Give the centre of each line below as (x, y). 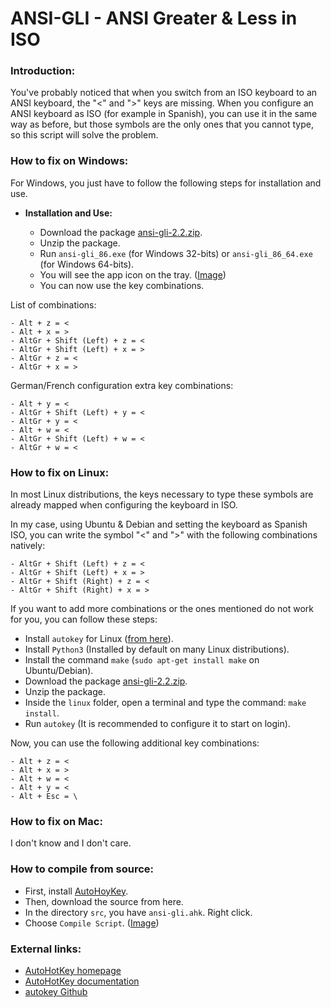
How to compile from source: (82, 869)
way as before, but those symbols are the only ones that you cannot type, (162, 124)
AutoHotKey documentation (82, 981)
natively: (28, 546)
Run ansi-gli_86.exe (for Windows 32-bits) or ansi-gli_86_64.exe (176, 253)
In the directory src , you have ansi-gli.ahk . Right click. (138, 912)
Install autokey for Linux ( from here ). (99, 639)
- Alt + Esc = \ (44, 797)
